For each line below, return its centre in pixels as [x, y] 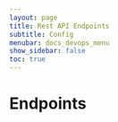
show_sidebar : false [48, 51]
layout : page [34, 17]
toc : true [28, 59]
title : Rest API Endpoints [59, 26]
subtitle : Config [42, 34]
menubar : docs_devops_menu [59, 43]
